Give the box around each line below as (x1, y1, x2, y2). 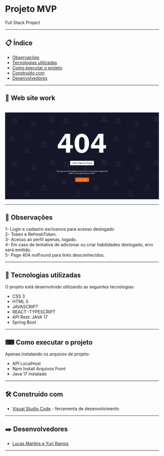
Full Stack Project (5, 20, 41, 25)
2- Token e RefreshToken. (5, 231, 57, 238)
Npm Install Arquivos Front (12, 366, 66, 371)
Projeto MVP (5, 3, 57, 15)
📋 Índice (5, 39, 33, 47)
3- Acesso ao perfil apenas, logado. (5, 237, 77, 242)
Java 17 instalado (12, 370, 47, 377)
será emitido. (5, 247, 32, 253)
